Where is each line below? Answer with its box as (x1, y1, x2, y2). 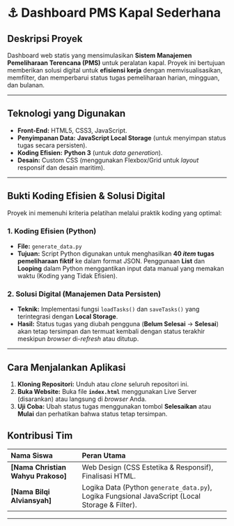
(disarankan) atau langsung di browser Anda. (17, 395, 147, 403)
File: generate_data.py (17, 242, 82, 250)
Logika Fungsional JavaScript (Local (81, 491, 201, 501)
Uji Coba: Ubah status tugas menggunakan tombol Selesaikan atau (17, 402, 211, 411)
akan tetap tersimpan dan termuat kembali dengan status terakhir (17, 327, 205, 336)
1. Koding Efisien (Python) (7, 226, 97, 235)
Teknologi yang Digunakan (7, 108, 126, 119)
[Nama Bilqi (10, 487, 50, 497)
